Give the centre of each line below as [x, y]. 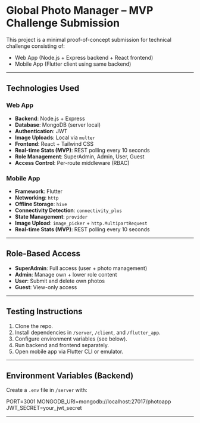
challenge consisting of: [36, 46]
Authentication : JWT [41, 131]
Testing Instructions [44, 312]
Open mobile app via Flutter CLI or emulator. [69, 351]
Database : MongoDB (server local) [58, 125]
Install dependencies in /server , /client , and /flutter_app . [87, 332]
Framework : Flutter [39, 191]
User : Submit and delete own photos [60, 281]
